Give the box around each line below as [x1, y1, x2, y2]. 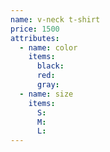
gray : [36, 80, 60, 90]
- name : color [19, 42, 78, 53]
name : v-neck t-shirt [10, 14, 101, 25]
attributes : [10, 33, 60, 43]
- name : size [19, 89, 74, 99]
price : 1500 [10, 24, 60, 34]
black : [36, 61, 65, 71]
